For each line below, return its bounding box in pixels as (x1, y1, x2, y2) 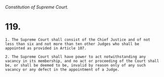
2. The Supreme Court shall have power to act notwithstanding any (5, 54, 146, 59)
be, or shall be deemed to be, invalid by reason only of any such (5, 63, 146, 68)
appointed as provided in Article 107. (5, 46, 87, 51)
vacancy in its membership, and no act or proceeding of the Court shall (5, 58, 160, 63)
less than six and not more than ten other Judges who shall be (5, 41, 139, 46)
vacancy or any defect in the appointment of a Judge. (5, 67, 120, 72)
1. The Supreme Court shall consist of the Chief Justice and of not (5, 37, 151, 42)
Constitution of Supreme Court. (5, 4, 69, 10)
